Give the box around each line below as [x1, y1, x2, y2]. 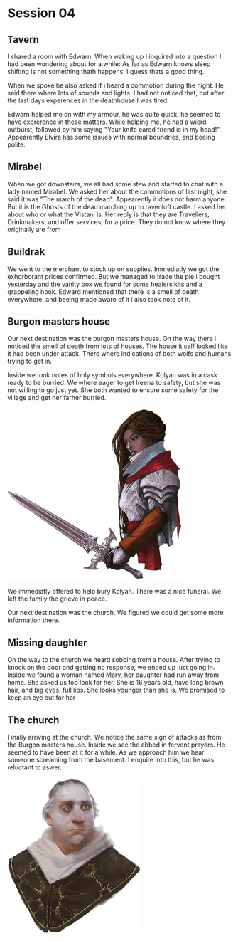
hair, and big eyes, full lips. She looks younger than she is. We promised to [7, 685, 225, 695]
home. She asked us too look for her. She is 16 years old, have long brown [7, 678, 224, 687]
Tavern [7, 33, 39, 46]
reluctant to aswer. [7, 763, 62, 772]
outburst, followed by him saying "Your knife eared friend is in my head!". [7, 125, 222, 133]
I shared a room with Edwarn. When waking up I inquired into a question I [7, 52, 222, 61]
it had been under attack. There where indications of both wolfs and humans [7, 349, 232, 358]
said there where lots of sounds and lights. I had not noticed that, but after [7, 89, 225, 97]
